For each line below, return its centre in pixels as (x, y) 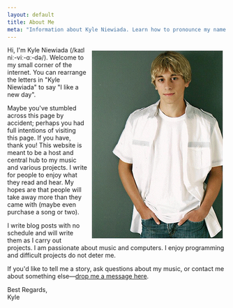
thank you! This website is (45, 145)
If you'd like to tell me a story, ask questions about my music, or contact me (116, 269)
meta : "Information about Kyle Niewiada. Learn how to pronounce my (109, 29)
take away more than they (45, 197)
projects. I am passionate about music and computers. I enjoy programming (116, 248)
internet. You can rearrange (47, 73)
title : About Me (31, 22)
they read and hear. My (41, 182)
